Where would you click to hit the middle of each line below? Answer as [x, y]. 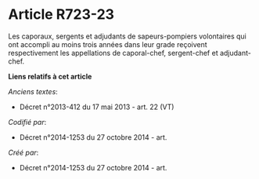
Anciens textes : [33, 91]
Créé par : [23, 152]
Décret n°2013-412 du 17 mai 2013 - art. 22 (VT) [97, 107]
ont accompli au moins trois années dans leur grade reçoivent [108, 44]
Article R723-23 [61, 15]
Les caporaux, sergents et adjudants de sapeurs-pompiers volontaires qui [127, 36]
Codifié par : [27, 122]
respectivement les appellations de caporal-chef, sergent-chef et [113, 53]
